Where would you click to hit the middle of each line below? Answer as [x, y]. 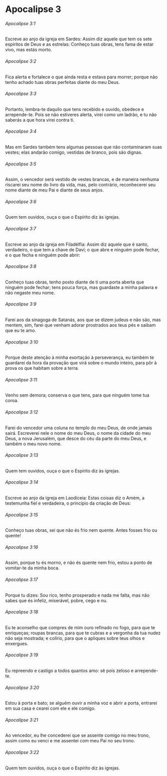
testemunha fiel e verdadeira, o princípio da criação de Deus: [68, 503]
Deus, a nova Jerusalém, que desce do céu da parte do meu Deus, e [76, 438]
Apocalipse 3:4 [21, 131]
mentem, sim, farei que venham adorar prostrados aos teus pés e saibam [80, 325]
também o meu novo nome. [33, 444]
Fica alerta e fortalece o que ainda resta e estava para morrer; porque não [81, 77]
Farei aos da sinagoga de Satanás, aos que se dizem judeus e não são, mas [83, 320]
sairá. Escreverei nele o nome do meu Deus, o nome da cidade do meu [78, 433]
